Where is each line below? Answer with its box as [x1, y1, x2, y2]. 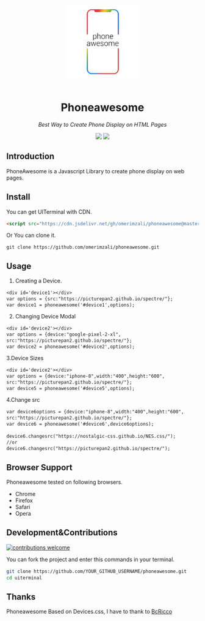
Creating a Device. [15, 277, 62, 285]
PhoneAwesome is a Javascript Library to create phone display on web [6, 167, 185, 175]
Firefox [15, 497, 34, 504]
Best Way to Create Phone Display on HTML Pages [38, 121, 167, 128]
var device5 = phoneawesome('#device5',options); [6, 385, 135, 392]
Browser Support [6, 462, 73, 473]
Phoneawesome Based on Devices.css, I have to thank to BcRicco [6, 608, 173, 615]
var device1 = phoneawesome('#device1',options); [6, 302, 135, 308]
